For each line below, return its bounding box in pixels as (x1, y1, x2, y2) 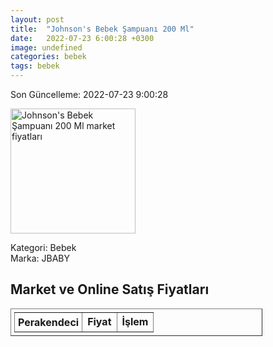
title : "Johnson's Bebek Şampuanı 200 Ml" (10, 24, 195, 34)
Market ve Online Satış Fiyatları (10, 281, 210, 298)
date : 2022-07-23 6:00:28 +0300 (10, 33, 155, 43)
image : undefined (10, 42, 83, 53)
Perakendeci (18, 315, 80, 329)
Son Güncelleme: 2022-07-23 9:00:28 (10, 89, 169, 100)
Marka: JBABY (10, 252, 70, 264)
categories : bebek (10, 52, 87, 62)
